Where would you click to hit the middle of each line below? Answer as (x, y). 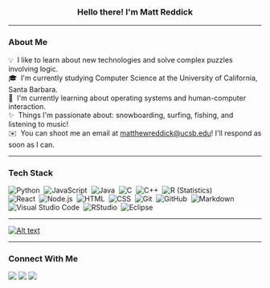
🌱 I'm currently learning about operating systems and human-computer (127, 98)
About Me (28, 43)
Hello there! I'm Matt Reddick (135, 12)
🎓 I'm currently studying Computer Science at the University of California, (133, 78)
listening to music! (39, 124)
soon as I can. (31, 144)
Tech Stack (31, 172)
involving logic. (33, 69)
